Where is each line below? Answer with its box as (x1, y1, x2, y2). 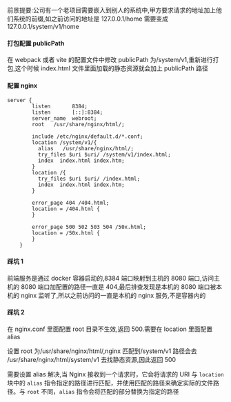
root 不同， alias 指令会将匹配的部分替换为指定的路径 (26, 387, 179, 395)
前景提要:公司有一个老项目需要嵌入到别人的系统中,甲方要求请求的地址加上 (7, 6, 217, 14)
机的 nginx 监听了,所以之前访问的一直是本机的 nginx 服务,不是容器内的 (7, 291, 206, 299)
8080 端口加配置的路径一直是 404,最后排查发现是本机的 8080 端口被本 (20, 282, 223, 291)
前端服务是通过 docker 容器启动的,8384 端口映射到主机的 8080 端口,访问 (7, 274, 214, 282)
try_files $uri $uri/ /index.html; (37, 175, 140, 183)
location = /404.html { (32, 205, 100, 212)
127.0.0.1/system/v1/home (7, 23, 79, 30)
